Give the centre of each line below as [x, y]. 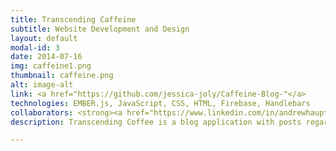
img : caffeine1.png [51, 66]
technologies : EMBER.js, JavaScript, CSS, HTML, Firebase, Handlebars [160, 103]
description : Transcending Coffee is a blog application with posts [156, 122]
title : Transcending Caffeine [73, 19]
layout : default [44, 38]
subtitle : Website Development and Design [100, 29]
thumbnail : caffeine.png [62, 76]
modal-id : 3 [35, 47]
